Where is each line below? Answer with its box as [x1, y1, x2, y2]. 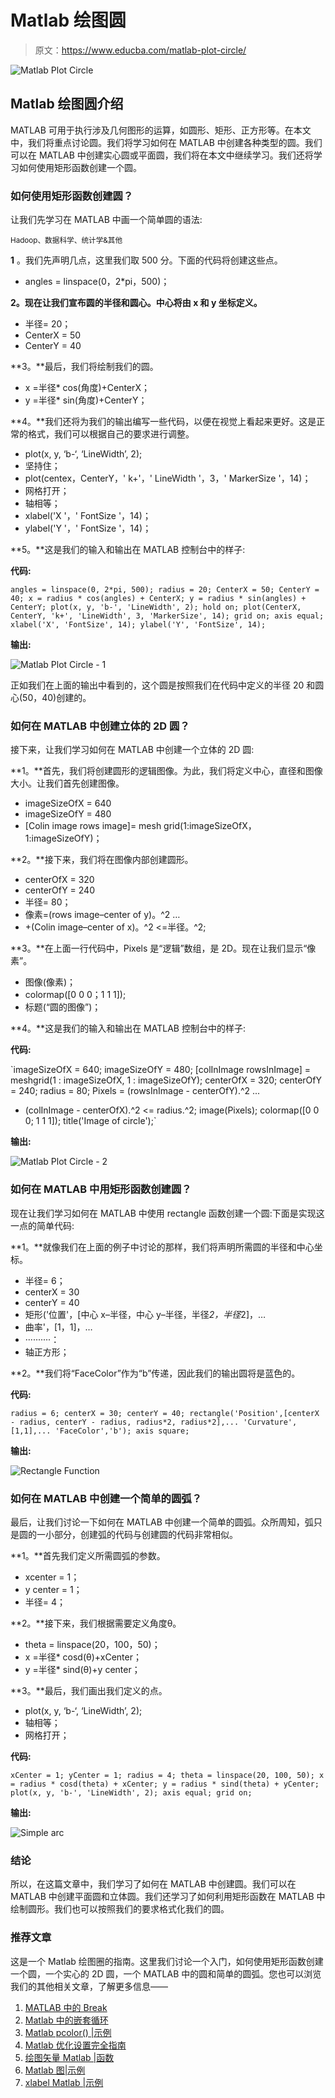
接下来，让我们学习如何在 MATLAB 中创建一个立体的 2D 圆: [10, 744, 255, 756]
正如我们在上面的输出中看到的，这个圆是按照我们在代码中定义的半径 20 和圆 [10, 679, 325, 691]
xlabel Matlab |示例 [24, 2076, 104, 2088]
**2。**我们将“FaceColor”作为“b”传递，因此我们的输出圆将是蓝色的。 [10, 1367, 301, 1379]
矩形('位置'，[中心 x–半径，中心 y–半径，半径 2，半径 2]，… [24, 1308, 267, 1320]
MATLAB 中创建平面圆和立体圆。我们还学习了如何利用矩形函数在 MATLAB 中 [10, 1891, 326, 1903]
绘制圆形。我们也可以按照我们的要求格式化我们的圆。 [10, 1903, 230, 1915]
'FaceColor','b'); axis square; [54, 1426, 190, 1436]
